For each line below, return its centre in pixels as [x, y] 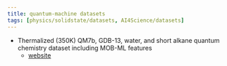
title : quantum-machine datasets [56, 14]
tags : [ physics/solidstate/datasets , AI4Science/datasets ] [96, 20]
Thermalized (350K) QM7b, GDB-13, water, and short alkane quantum [118, 40]
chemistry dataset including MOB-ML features [85, 48]
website [39, 55]
